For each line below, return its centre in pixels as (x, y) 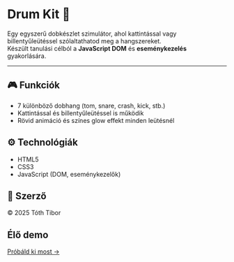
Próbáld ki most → (33, 252)
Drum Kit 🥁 (39, 14)
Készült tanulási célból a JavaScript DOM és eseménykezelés (97, 48)
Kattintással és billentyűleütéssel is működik (80, 113)
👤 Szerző (27, 196)
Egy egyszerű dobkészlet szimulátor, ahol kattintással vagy (92, 34)
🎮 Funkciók (34, 86)
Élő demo (28, 234)
